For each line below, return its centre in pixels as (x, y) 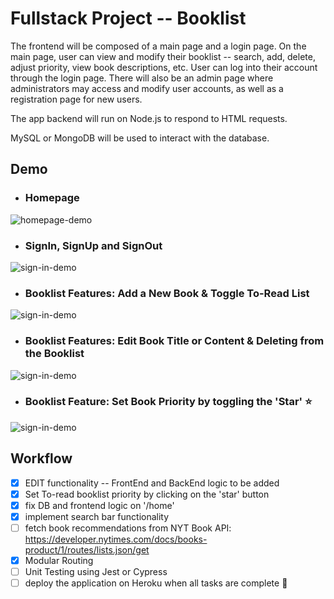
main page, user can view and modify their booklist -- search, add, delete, (163, 56)
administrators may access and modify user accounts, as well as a (147, 88)
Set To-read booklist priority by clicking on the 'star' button (147, 494)
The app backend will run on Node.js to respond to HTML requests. (149, 118)
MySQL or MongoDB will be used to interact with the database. (140, 138)
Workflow (41, 458)
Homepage (52, 198)
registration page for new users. (76, 99)
